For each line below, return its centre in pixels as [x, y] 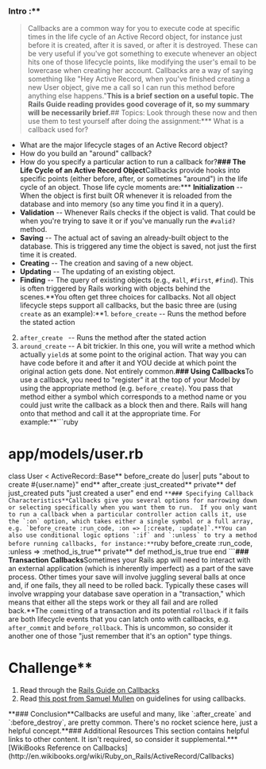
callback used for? [58, 129]
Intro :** [25, 11]
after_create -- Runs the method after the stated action [113, 338]
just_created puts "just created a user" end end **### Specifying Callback [131, 493]
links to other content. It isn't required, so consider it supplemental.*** [123, 740]
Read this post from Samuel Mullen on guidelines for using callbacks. [133, 699]
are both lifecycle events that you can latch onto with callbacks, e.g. [119, 619]
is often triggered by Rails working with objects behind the [115, 288]
